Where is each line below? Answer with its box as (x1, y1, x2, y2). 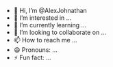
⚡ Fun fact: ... (13, 53, 51, 62)
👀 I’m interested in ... (13, 14, 72, 22)
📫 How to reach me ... (13, 36, 77, 44)
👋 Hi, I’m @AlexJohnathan (13, 7, 87, 14)
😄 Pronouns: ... (13, 46, 58, 54)
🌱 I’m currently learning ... (13, 21, 87, 29)
